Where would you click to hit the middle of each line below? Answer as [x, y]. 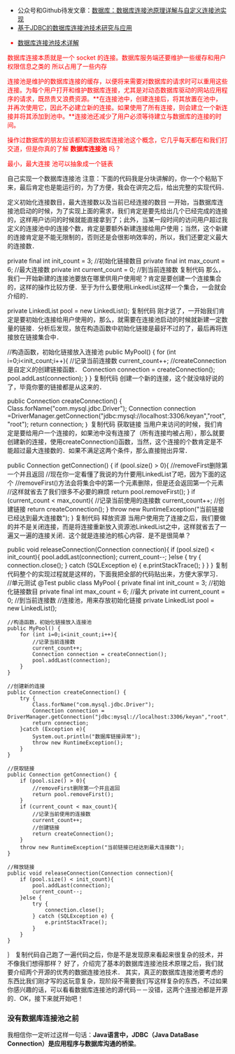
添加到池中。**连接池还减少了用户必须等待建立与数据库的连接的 [123, 116]
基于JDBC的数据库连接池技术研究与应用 [75, 28]
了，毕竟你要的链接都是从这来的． [56, 387]
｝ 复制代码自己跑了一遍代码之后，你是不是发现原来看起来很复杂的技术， [112, 954]
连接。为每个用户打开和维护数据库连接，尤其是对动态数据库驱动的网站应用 [114, 90]
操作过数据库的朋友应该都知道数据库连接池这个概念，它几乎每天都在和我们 [114, 140]
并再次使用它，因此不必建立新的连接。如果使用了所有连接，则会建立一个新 [114, 108]
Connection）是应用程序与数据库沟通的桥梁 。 [74, 1043]
